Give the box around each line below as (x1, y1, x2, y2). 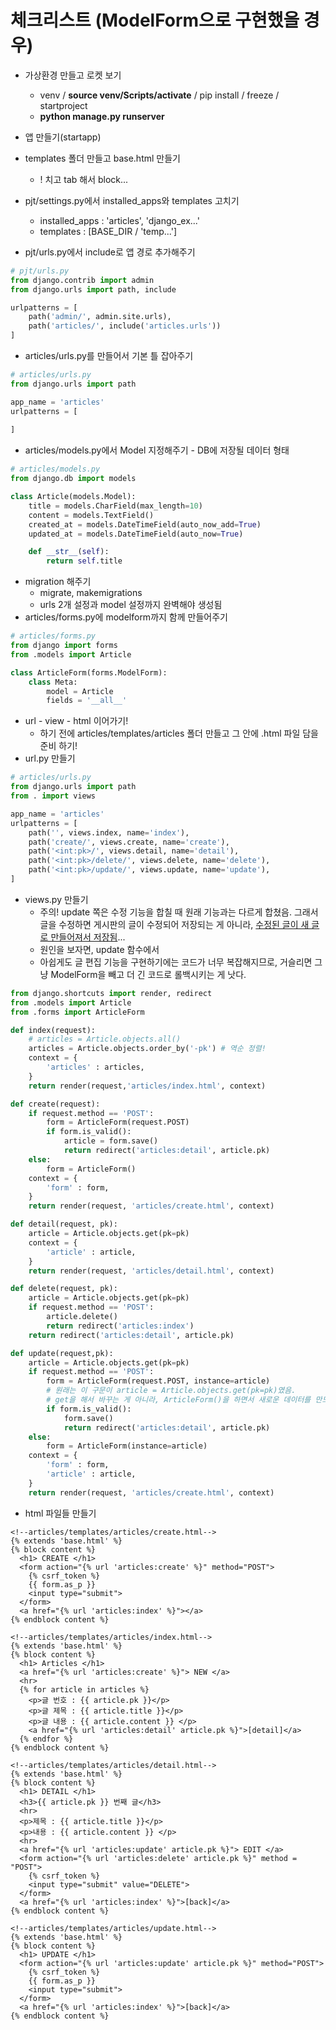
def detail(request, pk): (10, 1219, 118, 1230)
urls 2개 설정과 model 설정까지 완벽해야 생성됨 (39, 599, 223, 611)
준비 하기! (39, 740, 78, 752)
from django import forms (10, 641, 118, 651)
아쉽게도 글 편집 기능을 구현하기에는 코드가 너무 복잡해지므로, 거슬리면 (39, 956, 313, 968)
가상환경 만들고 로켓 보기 (24, 69, 122, 81)
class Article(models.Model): (10, 492, 137, 502)
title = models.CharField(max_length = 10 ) (28, 501, 203, 511)
